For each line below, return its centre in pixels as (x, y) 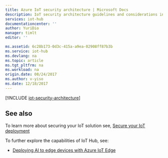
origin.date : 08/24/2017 (31, 75)
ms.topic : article (24, 60)
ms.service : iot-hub (27, 51)
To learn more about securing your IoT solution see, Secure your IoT (75, 126)
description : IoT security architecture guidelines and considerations (81, 14)
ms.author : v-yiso (24, 79)
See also (19, 113)
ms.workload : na (22, 70)
